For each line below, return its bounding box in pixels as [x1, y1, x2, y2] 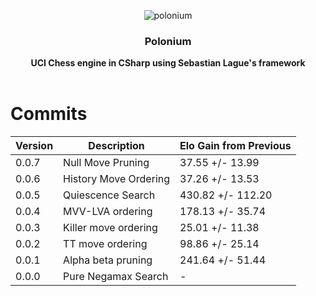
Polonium [144, 34, 192, 48]
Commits [10, 103, 88, 125]
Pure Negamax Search [63, 270, 169, 284]
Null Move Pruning [63, 156, 150, 170]
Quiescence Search [63, 188, 156, 202]
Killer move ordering [63, 221, 158, 235]
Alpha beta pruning [63, 253, 153, 267]
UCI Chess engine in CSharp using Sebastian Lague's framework [30, 57, 306, 69]
